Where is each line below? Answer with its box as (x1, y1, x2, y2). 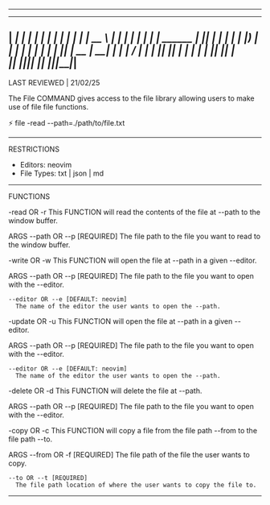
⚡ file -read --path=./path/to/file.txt (8, 118, 125, 127)
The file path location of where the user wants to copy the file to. (15, 481, 257, 489)
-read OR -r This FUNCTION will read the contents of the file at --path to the (8, 207, 261, 217)
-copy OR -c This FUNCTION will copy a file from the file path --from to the (8, 425, 258, 435)
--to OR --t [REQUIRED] (8, 474, 88, 482)
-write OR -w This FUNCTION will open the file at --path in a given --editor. (8, 255, 257, 265)
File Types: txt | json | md (19, 168, 104, 178)
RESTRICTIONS (8, 144, 60, 154)
